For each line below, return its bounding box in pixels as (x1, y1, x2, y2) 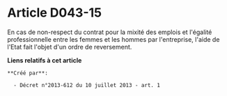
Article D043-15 (7, 5, 102, 21)
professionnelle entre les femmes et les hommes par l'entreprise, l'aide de (7, 35, 220, 43)
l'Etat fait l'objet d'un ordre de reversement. (7, 42, 132, 51)
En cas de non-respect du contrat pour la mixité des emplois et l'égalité (7, 28, 212, 36)
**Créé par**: (7, 70, 49, 77)
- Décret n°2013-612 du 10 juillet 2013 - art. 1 (13, 81, 160, 88)
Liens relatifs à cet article (7, 56, 82, 64)
